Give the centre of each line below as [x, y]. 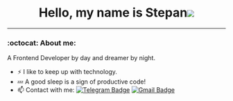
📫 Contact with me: [46, 90]
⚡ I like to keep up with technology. [67, 72]
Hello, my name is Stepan [113, 13]
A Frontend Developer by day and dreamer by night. [81, 58]
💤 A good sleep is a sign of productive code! [81, 82]
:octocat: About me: [42, 43]
